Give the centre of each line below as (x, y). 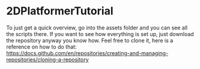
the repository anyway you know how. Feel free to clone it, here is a (90, 40)
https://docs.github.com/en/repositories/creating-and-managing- (87, 53)
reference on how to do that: (41, 47)
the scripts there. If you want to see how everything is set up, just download (100, 34)
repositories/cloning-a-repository (47, 59)
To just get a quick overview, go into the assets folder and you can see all (97, 28)
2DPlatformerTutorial (60, 11)
